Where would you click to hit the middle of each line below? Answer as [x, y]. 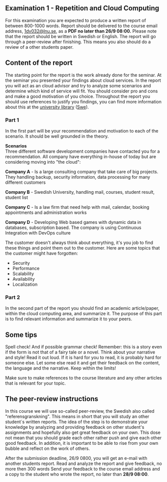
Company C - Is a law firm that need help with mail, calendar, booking [77, 207]
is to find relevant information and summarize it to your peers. [69, 319]
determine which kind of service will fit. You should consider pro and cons [81, 91]
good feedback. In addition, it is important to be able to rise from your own [82, 443]
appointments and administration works [46, 212]
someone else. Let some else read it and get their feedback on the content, [82, 363]
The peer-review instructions [52, 399]
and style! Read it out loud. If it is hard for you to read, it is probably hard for [83, 357]
